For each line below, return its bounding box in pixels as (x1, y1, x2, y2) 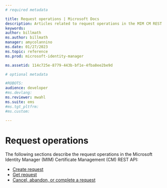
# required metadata (5, 7, 48, 13)
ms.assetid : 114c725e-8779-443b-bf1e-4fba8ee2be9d (5, 63, 113, 68)
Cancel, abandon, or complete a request (12, 177, 96, 183)
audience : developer (5, 86, 48, 91)
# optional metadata (5, 72, 48, 77)
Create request (12, 166, 43, 172)
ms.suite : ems (5, 99, 35, 104)
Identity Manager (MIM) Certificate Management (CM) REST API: (5, 156, 138, 163)
